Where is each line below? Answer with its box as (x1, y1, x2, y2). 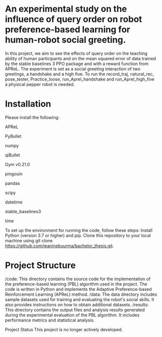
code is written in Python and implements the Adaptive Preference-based (5, 286, 152, 292)
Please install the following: (5, 114, 60, 120)
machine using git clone (5, 237, 53, 243)
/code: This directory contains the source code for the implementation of (5, 276, 151, 282)
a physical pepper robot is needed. (5, 81, 75, 87)
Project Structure (5, 260, 76, 271)
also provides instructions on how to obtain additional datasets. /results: (5, 302, 149, 307)
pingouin (5, 171, 23, 177)
